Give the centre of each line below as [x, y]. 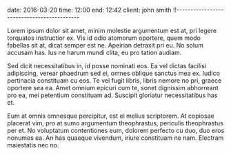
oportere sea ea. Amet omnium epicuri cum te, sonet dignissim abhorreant [113, 88]
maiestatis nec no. [33, 145]
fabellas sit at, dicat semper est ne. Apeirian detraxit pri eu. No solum [105, 45]
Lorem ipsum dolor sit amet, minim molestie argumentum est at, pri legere [112, 31]
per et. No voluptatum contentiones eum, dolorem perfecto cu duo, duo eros [116, 131]
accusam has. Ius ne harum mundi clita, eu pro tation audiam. [94, 52]
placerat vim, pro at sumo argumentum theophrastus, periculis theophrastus [115, 123]
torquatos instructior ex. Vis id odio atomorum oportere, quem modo [104, 38]
